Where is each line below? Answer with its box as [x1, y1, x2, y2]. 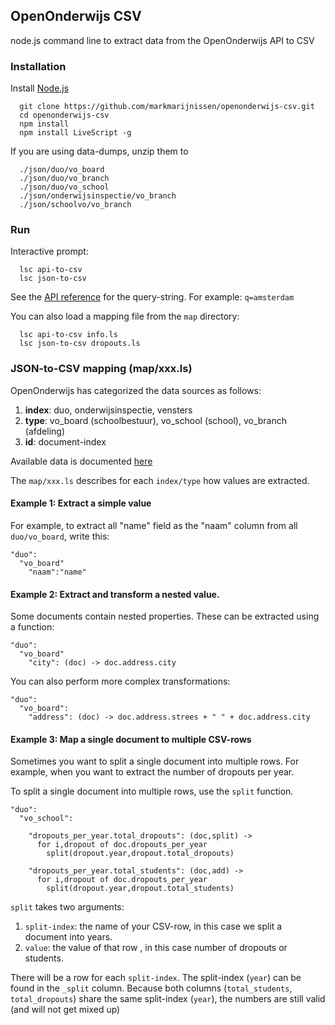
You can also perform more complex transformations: [10, 675, 231, 688]
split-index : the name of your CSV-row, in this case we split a [24, 920, 283, 933]
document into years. [24, 931, 113, 943]
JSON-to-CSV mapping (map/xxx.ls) [10, 362, 193, 376]
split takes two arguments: [10, 901, 125, 913]
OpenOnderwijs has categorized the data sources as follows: [10, 384, 262, 396]
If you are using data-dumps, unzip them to [10, 145, 189, 158]
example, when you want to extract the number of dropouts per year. [10, 766, 295, 778]
